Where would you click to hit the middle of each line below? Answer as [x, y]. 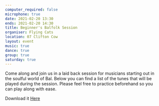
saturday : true [21, 60]
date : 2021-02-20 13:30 [29, 19]
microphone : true [23, 14]
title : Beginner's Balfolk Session [41, 28]
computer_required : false [31, 10]
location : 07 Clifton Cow [31, 37]
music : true [17, 46]
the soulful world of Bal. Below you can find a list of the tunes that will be [79, 79]
